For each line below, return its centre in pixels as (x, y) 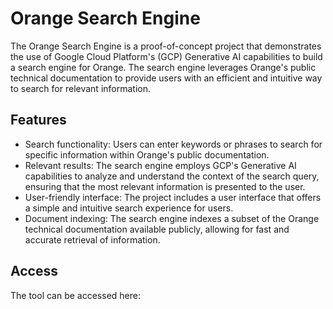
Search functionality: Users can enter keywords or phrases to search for (173, 144)
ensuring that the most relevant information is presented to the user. (165, 186)
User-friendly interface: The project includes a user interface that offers (173, 197)
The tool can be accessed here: (75, 295)
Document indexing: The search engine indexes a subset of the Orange (172, 218)
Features (38, 120)
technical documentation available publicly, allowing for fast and (157, 229)
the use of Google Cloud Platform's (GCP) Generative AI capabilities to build (166, 56)
